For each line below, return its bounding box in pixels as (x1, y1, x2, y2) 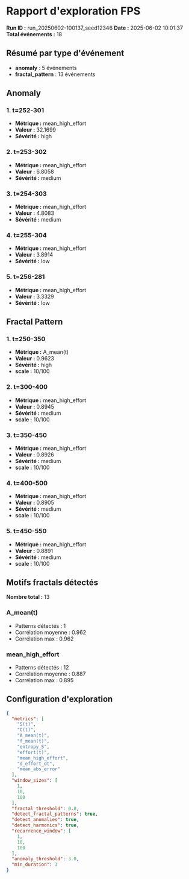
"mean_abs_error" (17, 766, 61, 772)
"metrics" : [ (11, 715, 45, 722)
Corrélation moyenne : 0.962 (14, 628, 87, 636)
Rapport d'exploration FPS (6, 4, 141, 18)
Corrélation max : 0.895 (14, 676, 74, 683)
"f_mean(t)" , (17, 738, 50, 744)
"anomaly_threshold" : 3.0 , (11, 856, 79, 862)
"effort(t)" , (17, 749, 50, 755)
